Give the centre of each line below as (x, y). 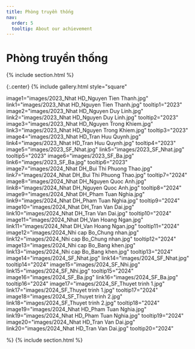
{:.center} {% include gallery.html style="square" (67, 87)
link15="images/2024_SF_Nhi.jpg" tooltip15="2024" (70, 271)
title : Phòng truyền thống (40, 12)
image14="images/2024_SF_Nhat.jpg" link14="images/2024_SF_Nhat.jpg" (98, 258)
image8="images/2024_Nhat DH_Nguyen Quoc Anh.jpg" (76, 182)
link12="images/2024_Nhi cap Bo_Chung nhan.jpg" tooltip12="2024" (91, 239)
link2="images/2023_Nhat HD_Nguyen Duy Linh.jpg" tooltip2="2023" (92, 117)
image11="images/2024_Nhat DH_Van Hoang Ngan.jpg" (75, 220)
